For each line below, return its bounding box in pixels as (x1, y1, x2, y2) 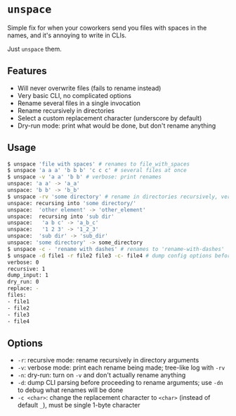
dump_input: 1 (7, 271, 49, 279)
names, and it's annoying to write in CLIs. (7, 31, 127, 39)
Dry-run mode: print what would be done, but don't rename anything (17, 121, 216, 130)
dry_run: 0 (7, 279, 39, 286)
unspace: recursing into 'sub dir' (7, 213, 114, 220)
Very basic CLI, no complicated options (17, 91, 132, 99)
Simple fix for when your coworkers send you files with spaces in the (7, 23, 207, 32)
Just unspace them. (7, 44, 62, 53)
